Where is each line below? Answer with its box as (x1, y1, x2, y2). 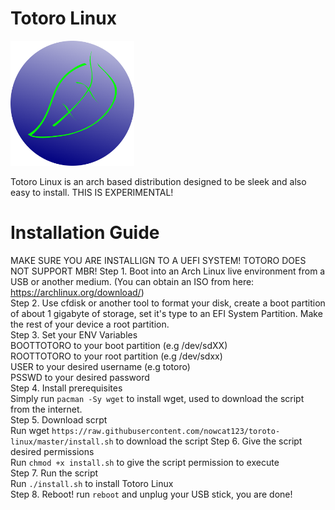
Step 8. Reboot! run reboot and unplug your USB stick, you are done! (10, 488, 293, 500)
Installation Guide (10, 222, 160, 244)
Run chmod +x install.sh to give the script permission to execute (10, 456, 280, 468)
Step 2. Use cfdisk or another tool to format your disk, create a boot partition (10, 297, 326, 309)
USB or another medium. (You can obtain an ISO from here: (10, 275, 255, 287)
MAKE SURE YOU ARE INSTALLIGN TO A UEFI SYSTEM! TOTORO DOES (10, 254, 307, 266)
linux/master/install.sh (10, 437, 114, 447)
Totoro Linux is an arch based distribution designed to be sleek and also (10, 175, 307, 187)
